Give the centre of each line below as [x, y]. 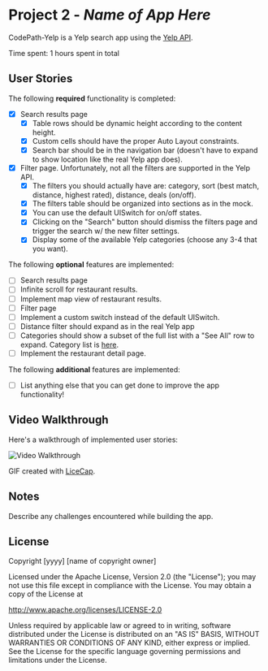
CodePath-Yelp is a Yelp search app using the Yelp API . [101, 37]
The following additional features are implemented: [94, 369]
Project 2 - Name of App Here [110, 15]
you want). [50, 249]
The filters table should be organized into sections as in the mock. [143, 204]
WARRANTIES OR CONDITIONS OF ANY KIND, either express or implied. [129, 643]
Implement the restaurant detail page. [83, 353]
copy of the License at [46, 594]
